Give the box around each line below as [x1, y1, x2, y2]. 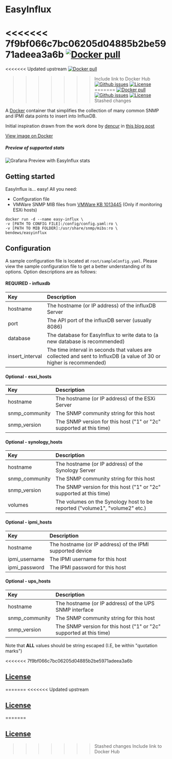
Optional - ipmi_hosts [5, 519, 52, 525]
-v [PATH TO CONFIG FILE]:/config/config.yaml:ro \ [5, 221, 118, 226]
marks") [5, 648, 23, 654]
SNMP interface [55, 606, 94, 613]
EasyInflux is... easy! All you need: [5, 186, 78, 192]
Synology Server [55, 467, 96, 474]
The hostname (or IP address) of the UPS [55, 600, 155, 607]
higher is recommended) [47, 359, 106, 366]
